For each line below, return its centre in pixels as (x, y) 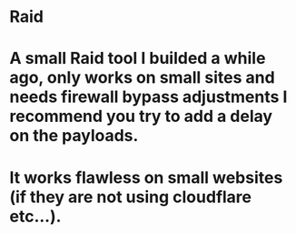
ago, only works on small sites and (142, 78)
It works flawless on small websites (146, 177)
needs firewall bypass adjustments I (148, 97)
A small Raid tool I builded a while (138, 59)
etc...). (35, 216)
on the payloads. (74, 136)
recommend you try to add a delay (141, 117)
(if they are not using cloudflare (131, 197)
